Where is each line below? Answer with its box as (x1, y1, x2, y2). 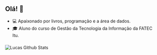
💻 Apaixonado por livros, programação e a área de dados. (12, 18, 131, 24)
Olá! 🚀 (5, 5, 24, 13)
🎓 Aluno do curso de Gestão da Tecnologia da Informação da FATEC (12, 25, 153, 31)
